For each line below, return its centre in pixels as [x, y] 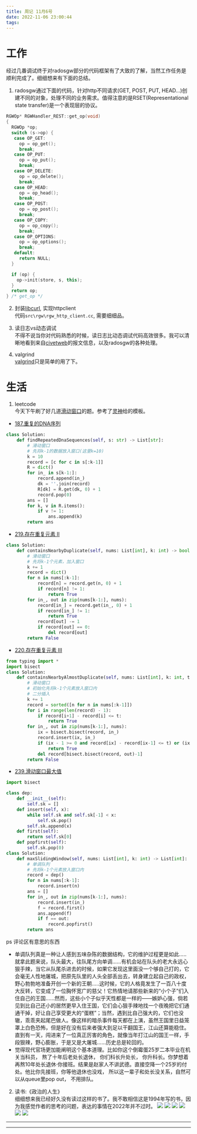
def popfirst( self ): [42, 843]
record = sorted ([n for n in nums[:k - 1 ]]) [80, 705]
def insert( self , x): [43, 809]
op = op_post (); [39, 209]
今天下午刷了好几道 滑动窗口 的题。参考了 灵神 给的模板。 [81, 411]
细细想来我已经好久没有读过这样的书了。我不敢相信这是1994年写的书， [100, 1099]
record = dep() [46, 875]
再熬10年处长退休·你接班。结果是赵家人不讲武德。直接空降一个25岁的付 [101, 1064]
